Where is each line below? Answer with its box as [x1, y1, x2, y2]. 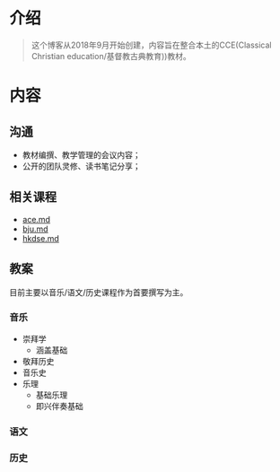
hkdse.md [22, 232, 60, 243]
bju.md [22, 223, 48, 234]
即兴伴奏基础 [35, 400, 83, 411]
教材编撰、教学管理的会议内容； [22, 149, 141, 160]
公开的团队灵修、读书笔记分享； [22, 161, 141, 171]
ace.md [22, 214, 51, 224]
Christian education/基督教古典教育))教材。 [31, 50, 191, 61]
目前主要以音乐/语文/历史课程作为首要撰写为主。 [9, 286, 188, 297]
